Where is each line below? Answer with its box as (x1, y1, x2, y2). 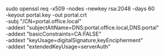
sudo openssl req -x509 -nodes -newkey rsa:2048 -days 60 (5, 5, 155, 12)
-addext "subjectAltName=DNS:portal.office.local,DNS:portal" (5, 24, 160, 31)
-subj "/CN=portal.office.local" (5, 18, 82, 24)
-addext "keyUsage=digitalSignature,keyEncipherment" (5, 37, 144, 43)
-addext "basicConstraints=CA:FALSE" (5, 30, 102, 38)
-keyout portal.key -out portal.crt (5, 11, 88, 18)
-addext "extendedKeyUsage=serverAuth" (5, 43, 111, 50)
